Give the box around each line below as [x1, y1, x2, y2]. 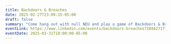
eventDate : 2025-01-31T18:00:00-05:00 [5, 31, 88, 36]
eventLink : [5, 26, 28, 31]
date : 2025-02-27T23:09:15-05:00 [5, 12, 76, 17]
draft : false [5, 17, 33, 22]
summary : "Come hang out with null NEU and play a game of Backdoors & [5, 21, 160, 27]
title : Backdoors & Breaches [5, 7, 67, 13]
